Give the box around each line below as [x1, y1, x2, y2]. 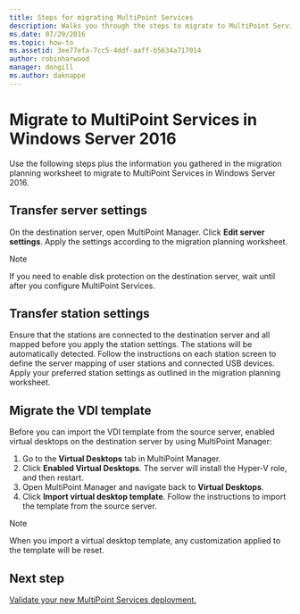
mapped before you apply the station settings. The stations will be [9, 339, 253, 350]
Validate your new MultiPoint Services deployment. [9, 594, 196, 605]
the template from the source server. [21, 501, 158, 511]
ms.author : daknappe [9, 71, 87, 80]
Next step [9, 570, 65, 585]
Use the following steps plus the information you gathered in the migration [9, 158, 282, 169]
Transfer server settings [9, 203, 147, 219]
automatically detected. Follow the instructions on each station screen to [9, 349, 277, 360]
